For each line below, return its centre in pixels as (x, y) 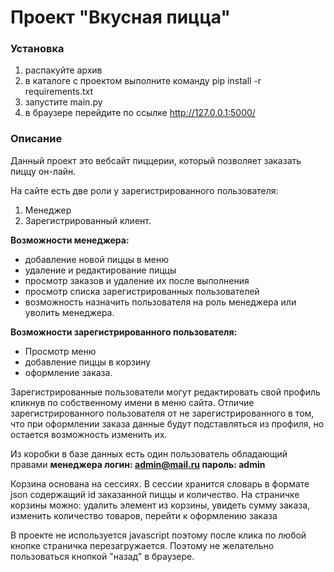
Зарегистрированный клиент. (88, 220)
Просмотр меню (60, 351)
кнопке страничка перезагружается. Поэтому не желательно (142, 545)
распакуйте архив (63, 70)
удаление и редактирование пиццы (100, 270)
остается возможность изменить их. (89, 434)
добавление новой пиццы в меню (96, 259)
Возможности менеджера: (70, 240)
